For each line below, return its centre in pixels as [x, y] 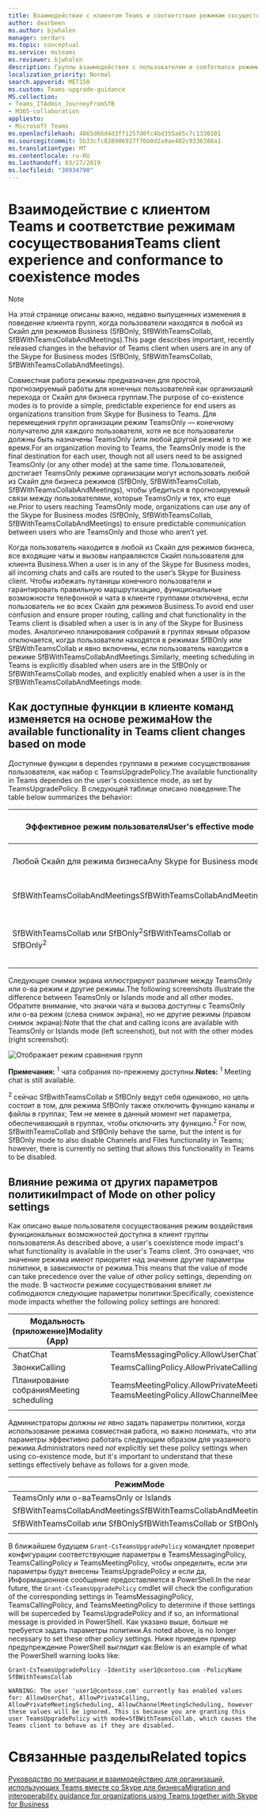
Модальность [58, 1321]
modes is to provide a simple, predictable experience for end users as [122, 405]
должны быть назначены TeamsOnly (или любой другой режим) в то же [130, 439]
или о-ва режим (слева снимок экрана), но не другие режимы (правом [129, 1014]
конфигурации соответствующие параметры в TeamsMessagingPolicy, [127, 1554]
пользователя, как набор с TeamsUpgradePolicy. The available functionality [133, 772]
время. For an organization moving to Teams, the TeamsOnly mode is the [127, 447]
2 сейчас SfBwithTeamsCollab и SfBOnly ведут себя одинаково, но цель [129, 1096]
